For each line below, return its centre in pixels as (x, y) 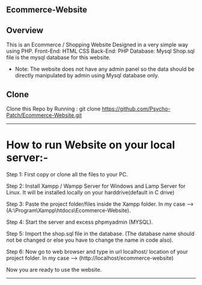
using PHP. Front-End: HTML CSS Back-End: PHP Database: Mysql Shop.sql (101, 51)
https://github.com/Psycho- (136, 109)
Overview (25, 30)
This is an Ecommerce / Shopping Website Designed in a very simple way (97, 45)
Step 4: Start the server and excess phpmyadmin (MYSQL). (80, 222)
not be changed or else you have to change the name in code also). (90, 240)
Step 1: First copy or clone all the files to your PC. (67, 174)
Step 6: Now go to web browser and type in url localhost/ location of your (97, 251)
